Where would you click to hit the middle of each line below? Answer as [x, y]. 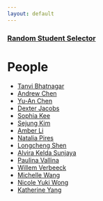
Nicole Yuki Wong [43, 183]
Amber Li [30, 131]
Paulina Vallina [38, 161]
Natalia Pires [35, 138]
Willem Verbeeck [42, 167]
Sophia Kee [34, 116]
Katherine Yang [39, 190]
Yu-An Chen [35, 101]
